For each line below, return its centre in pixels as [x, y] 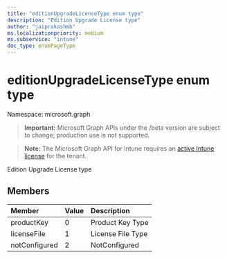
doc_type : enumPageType [42, 46]
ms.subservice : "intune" [43, 40]
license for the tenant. [55, 156]
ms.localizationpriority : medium [55, 33]
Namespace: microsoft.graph [49, 114]
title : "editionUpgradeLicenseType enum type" [75, 14]
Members [28, 191]
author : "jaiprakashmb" [42, 26]
